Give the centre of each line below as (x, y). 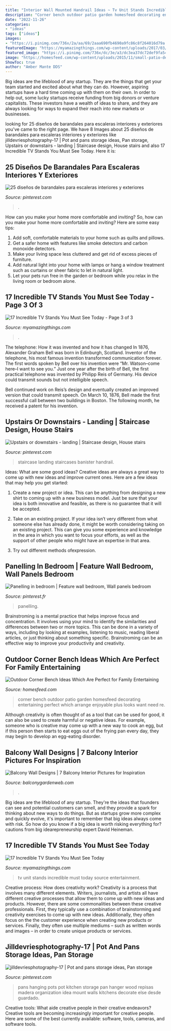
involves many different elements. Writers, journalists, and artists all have (82, 893)
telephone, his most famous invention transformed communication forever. (83, 358)
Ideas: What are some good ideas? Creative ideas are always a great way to (85, 472)
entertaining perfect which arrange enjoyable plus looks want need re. (91, 705)
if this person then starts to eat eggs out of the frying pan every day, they (82, 731)
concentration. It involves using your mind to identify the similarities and (81, 622)
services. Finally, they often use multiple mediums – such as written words (83, 925)
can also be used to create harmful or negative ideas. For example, (76, 720)
